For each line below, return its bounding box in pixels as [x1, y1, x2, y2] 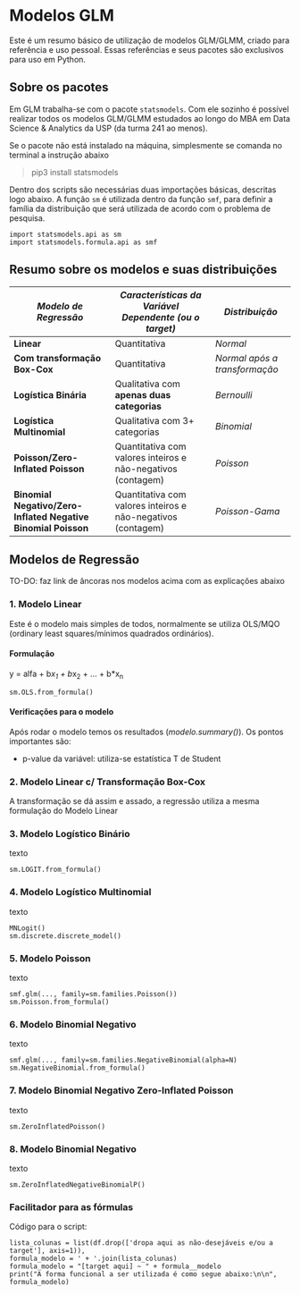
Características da [120, 288, 203, 300]
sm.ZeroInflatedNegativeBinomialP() [9, 1180, 146, 1189]
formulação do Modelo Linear [9, 806, 119, 817]
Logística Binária [13, 388, 87, 401]
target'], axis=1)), [9, 1247, 87, 1256]
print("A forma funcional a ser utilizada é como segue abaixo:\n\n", [9, 1270, 278, 1279]
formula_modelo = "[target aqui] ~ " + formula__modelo [9, 1262, 221, 1271]
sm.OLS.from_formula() [9, 688, 94, 697]
